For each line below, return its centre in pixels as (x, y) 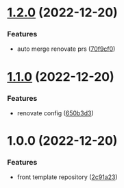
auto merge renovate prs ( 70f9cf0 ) (66, 49)
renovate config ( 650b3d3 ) (55, 113)
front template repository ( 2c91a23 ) (67, 177)
